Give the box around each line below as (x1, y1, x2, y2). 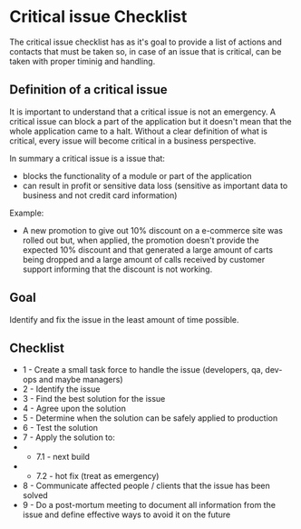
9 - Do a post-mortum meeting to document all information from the (22, 500, 277, 511)
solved (22, 490, 48, 501)
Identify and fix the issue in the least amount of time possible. (9, 314, 239, 324)
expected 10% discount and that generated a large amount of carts (22, 244, 274, 255)
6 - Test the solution (22, 423, 98, 434)
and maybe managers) (39, 374, 124, 385)
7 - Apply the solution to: (22, 432, 115, 443)
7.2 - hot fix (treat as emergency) (35, 471, 160, 482)
